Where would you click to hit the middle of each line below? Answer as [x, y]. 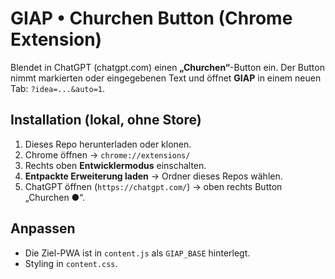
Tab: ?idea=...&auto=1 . [58, 88]
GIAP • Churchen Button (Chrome [151, 18]
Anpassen [43, 228]
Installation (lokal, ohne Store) [106, 120]
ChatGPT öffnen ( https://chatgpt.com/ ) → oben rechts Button [153, 186]
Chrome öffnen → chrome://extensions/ [107, 154]
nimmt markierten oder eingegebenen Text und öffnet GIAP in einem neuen [166, 78]
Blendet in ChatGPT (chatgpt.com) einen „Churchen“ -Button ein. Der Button [167, 67]
